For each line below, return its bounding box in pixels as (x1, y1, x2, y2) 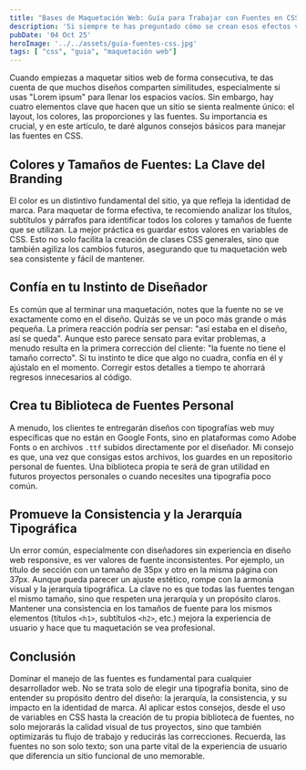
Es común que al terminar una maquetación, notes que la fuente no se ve (9, 303, 284, 314)
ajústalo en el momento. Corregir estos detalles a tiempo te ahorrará (9, 362, 266, 373)
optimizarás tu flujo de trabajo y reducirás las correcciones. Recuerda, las (9, 731, 287, 743)
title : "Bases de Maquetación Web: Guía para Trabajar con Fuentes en (9, 13, 283, 23)
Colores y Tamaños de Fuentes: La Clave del (9, 157, 266, 172)
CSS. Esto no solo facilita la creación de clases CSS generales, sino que (9, 233, 280, 244)
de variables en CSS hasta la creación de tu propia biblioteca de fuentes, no (9, 712, 294, 723)
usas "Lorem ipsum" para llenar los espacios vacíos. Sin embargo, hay (9, 92, 274, 103)
